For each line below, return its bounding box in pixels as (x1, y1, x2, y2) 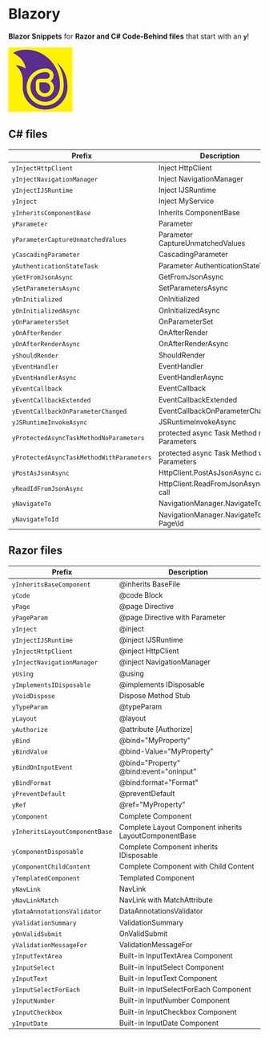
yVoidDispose (11, 693, 55, 701)
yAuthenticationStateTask (11, 262, 98, 270)
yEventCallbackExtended (11, 396, 91, 404)
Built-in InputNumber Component (118, 995, 231, 1005)
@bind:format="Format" (118, 777, 199, 787)
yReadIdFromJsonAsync (11, 484, 84, 492)
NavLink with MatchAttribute (118, 895, 214, 905)
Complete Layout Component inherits (118, 822, 243, 832)
